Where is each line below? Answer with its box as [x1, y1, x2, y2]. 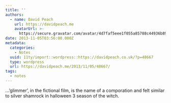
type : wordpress [10, 59, 44, 64]
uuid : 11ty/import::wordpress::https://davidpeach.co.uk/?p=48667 [10, 54, 154, 60]
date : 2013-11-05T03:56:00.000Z [5, 36, 74, 41]
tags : [5, 69, 17, 74]
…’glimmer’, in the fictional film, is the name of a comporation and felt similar [5, 87, 165, 93]
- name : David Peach [10, 17, 53, 22]
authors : [5, 12, 24, 17]
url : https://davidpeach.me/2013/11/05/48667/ [10, 64, 110, 69]
